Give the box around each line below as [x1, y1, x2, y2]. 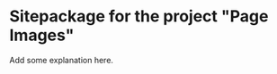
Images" [9, 25, 75, 45]
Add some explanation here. [9, 54, 114, 65]
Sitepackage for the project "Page [9, 6, 269, 27]
